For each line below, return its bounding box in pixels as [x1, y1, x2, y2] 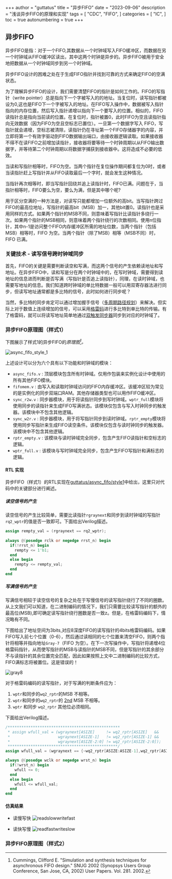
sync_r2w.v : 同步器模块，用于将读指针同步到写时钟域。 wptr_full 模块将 [12, 396, 164, 403]
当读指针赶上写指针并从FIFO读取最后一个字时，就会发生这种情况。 [5, 170, 145, 176]
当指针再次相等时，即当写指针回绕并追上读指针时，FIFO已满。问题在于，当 [5, 180, 163, 186]
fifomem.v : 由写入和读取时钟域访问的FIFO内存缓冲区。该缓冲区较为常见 [12, 384, 164, 390]
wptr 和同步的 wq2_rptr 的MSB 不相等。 [12, 690, 92, 697]
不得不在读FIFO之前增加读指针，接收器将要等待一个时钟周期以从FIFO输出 [5, 139, 160, 145]
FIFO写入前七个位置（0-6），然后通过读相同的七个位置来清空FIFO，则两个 [5, 633, 161, 639]
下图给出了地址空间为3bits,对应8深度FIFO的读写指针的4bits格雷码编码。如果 [5, 627, 166, 633]
